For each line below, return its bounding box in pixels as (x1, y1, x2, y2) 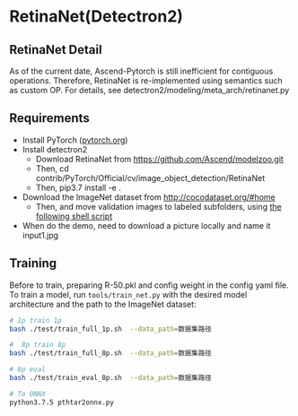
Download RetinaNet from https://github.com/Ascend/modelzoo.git (35, 153, 285, 164)
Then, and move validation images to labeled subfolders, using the (35, 201, 282, 212)
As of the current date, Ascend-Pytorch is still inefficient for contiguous (9, 65, 274, 76)
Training (9, 256, 57, 271)
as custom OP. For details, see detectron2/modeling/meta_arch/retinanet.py (9, 85, 290, 95)
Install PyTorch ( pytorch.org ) (22, 134, 128, 145)
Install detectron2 (22, 143, 88, 154)
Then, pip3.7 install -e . (35, 182, 121, 193)
